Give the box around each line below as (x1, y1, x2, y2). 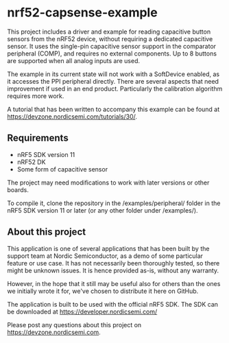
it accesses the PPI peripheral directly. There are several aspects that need (7, 77, 219, 85)
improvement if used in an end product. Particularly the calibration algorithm (7, 84, 223, 93)
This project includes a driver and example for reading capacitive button (7, 27, 211, 36)
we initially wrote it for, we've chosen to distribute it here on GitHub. (7, 287, 199, 295)
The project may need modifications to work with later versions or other (7, 178, 210, 187)
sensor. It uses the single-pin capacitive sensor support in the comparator (7, 42, 217, 50)
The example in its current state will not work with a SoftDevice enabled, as (7, 70, 220, 78)
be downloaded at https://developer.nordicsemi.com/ (7, 307, 158, 316)
